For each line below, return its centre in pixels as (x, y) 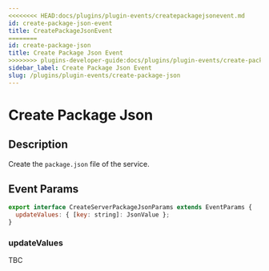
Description (38, 145)
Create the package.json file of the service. (79, 164)
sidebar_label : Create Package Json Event (80, 68)
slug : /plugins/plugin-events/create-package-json (94, 75)
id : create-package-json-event (60, 23)
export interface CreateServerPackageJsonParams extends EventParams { (130, 208)
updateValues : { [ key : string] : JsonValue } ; (93, 215)
